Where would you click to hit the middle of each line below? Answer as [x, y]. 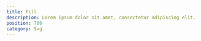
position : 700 [25, 23]
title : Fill [21, 12]
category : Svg [25, 29]
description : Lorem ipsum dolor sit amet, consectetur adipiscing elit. [101, 17]
